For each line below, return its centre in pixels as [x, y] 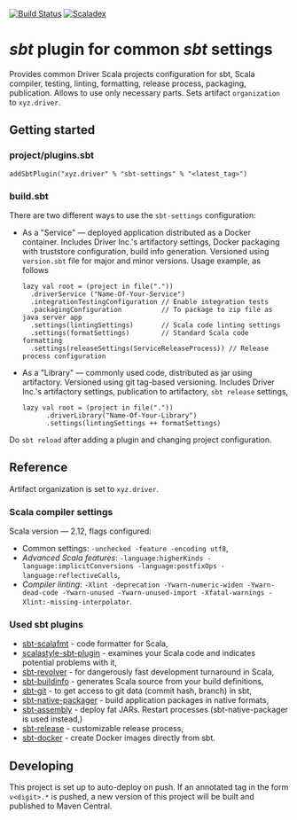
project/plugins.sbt [52, 155]
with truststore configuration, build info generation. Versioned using [145, 251]
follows [35, 269]
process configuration [64, 356]
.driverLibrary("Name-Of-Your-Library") [121, 415]
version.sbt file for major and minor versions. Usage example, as [141, 261]
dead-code [40, 593]
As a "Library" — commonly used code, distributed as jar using [137, 372]
